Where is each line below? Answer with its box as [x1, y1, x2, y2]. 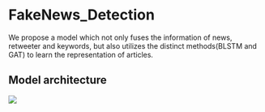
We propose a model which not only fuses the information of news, [8, 32, 233, 42]
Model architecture [8, 73, 107, 87]
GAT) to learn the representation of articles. [8, 50, 154, 59]
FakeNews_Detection [8, 6, 156, 24]
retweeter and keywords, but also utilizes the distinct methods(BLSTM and [8, 41, 258, 50]
